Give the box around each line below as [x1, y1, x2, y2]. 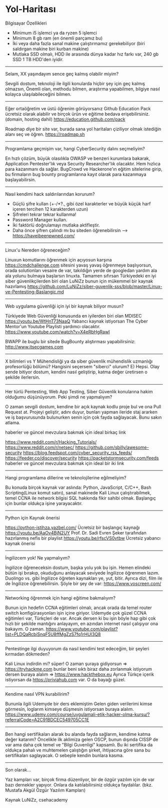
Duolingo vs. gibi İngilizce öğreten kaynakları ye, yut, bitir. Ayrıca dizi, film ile [5, 575, 162, 581]
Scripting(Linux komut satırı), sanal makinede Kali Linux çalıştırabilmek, [5, 489, 151, 495]
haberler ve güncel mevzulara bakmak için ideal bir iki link [5, 460, 124, 466]
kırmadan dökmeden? [5, 651, 50, 657]
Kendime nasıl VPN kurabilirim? [5, 691, 69, 697]
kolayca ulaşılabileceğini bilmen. [5, 91, 71, 97]
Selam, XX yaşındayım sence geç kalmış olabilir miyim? [5, 71, 119, 77]
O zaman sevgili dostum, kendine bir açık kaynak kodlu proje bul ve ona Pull [5, 403, 161, 409]
